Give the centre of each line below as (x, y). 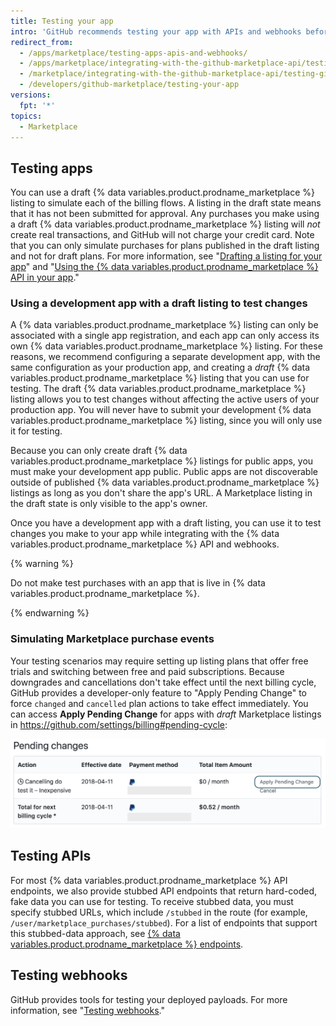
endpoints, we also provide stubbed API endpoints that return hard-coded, (164, 891)
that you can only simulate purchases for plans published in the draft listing (165, 246)
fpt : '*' (37, 105)
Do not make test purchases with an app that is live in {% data (138, 583)
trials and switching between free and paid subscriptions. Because (147, 671)
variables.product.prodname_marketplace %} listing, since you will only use (166, 421)
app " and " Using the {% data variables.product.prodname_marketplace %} (164, 267)
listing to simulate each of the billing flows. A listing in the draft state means (166, 203)
